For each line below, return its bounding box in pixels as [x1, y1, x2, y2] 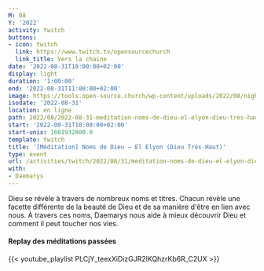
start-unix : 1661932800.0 [8, 128, 93, 136]
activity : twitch [8, 26, 65, 34]
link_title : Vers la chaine [15, 56, 108, 64]
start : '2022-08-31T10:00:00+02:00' [8, 121, 128, 129]
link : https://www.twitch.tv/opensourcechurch [15, 48, 170, 56]
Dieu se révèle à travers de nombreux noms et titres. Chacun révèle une [8, 193, 241, 203]
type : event [8, 150, 47, 158]
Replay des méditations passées [8, 236, 116, 246]
